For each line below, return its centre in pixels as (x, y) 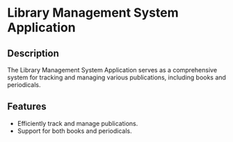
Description (33, 53)
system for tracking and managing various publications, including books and (116, 77)
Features (27, 107)
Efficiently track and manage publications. (78, 123)
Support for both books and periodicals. (74, 131)
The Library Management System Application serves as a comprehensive (112, 70)
